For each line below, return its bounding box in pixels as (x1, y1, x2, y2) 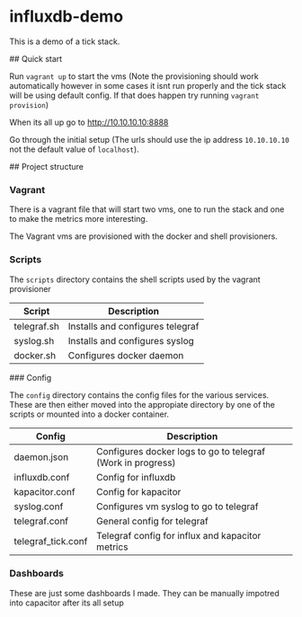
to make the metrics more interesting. (9, 214, 148, 225)
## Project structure (9, 161, 84, 172)
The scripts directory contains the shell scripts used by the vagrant (9, 274, 261, 285)
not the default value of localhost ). (9, 144, 139, 154)
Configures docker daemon (67, 348, 184, 361)
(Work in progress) (95, 456, 176, 469)
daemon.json (13, 451, 69, 463)
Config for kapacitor (95, 485, 182, 498)
